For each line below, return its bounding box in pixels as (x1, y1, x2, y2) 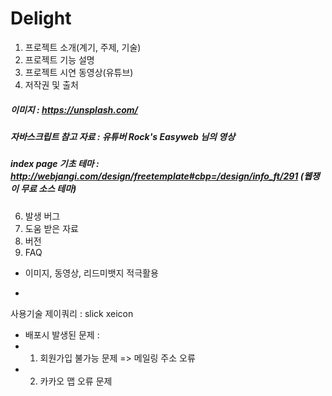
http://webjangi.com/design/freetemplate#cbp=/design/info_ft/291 (10, 170, 299, 182)
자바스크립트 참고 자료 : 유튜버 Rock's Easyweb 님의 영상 (10, 130, 236, 142)
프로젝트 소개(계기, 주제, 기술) (24, 41, 142, 53)
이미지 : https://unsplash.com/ (10, 103, 138, 116)
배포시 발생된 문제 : (24, 328, 100, 341)
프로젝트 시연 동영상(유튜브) (24, 66, 134, 78)
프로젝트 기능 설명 (24, 53, 95, 66)
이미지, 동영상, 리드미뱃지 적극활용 (24, 267, 159, 279)
